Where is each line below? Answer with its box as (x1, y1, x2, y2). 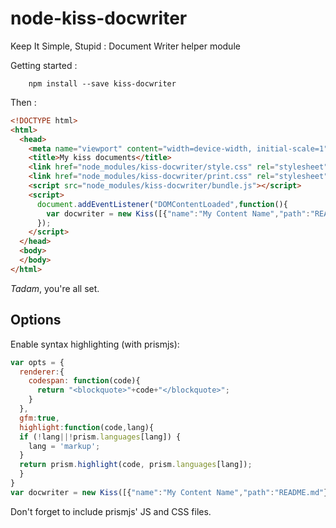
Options (10, 312, 62, 329)
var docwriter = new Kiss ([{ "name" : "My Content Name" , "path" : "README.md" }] (10, 487, 333, 497)
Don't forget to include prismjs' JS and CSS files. (10, 505, 212, 517)
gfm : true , (19, 413, 60, 423)
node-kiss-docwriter (10, 7, 188, 30)
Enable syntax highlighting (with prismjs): (10, 338, 180, 350)
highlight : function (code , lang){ (19, 422, 155, 432)
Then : (10, 96, 37, 108)
